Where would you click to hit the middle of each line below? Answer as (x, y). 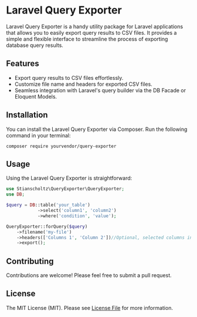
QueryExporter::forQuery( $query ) (47, 227)
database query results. (35, 45)
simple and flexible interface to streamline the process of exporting (87, 39)
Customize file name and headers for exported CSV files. (83, 84)
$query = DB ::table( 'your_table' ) (48, 205)
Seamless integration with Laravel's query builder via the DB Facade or (100, 90)
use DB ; (16, 194)
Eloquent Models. (36, 96)
